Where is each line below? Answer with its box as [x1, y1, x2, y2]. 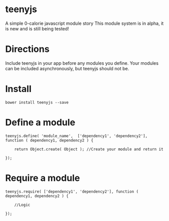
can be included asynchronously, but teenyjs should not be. [5, 65, 130, 71]
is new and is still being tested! [5, 25, 69, 31]
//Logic [14, 202, 30, 207]
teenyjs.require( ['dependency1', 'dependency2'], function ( [5, 189, 139, 194]
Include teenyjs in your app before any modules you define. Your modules [5, 60, 159, 66]
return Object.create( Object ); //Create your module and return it [14, 147, 164, 152]
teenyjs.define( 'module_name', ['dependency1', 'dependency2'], [5, 133, 148, 139]
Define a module [5, 117, 76, 128]
